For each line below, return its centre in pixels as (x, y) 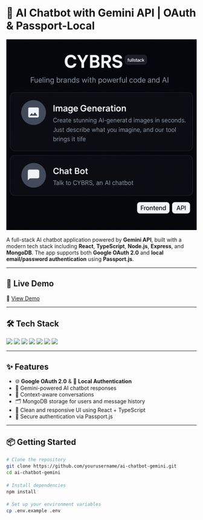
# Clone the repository (36, 460)
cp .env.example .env (34, 511)
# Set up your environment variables (54, 505)
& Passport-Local (51, 26)
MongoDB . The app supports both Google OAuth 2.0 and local (85, 252)
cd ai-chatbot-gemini (34, 472)
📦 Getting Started (41, 442)
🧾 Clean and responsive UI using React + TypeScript (80, 410)
